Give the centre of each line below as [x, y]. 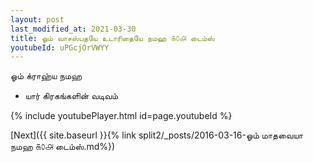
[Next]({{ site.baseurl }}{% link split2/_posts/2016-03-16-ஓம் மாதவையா [157, 135]
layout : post [37, 19]
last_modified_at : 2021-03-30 [73, 29]
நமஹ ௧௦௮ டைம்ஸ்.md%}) [63, 147]
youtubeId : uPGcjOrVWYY [60, 47]
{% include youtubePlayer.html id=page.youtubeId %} [121, 116]
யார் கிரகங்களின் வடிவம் [71, 96]
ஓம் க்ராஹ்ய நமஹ [46, 76]
